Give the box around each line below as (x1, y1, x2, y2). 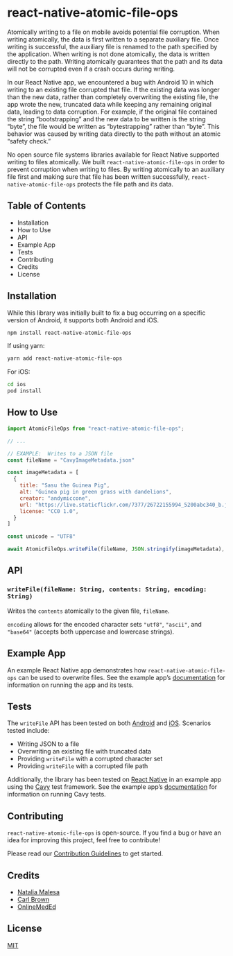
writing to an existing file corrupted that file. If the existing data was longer (7, 85, 220, 94)
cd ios (7, 381, 26, 388)
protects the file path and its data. (77, 180, 173, 188)
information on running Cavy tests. (7, 790, 106, 799)
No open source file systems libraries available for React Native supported (7, 150, 220, 159)
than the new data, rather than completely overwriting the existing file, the (7, 92, 218, 101)
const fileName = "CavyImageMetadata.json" (7, 456, 135, 464)
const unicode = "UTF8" (7, 533, 76, 540)
